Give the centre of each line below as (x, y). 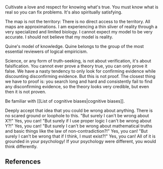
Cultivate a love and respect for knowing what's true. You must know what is (82, 7)
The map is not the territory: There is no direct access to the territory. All (78, 22)
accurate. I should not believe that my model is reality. (59, 37)
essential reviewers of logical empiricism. (46, 51)
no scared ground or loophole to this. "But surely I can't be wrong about (77, 115)
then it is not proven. (26, 92)
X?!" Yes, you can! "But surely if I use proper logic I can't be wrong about (78, 121)
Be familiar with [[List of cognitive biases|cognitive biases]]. (65, 101)
